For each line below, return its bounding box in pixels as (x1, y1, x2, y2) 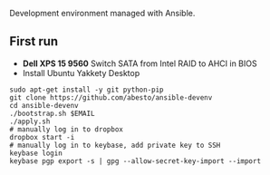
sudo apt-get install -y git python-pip (9, 85, 165, 94)
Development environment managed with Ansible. (9, 8, 196, 18)
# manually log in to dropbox (9, 124, 124, 134)
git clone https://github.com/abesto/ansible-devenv (9, 92, 213, 102)
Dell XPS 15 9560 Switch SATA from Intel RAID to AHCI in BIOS (22, 58, 257, 69)
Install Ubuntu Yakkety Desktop (22, 67, 140, 78)
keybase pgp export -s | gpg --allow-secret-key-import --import (9, 156, 261, 166)
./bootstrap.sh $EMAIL (9, 109, 95, 118)
